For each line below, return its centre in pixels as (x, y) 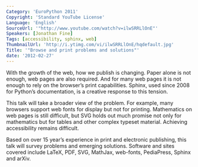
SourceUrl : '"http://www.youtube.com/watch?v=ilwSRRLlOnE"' (82, 28)
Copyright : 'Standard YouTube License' (56, 17)
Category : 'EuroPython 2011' (42, 12)
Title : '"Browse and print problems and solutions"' (73, 50)
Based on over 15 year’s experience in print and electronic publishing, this (96, 139)
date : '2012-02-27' (30, 56)
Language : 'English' (32, 23)
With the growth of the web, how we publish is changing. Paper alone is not (99, 72)
